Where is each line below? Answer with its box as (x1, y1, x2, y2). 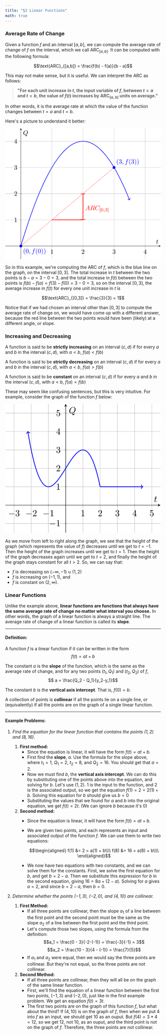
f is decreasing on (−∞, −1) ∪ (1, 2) (12, 569, 82, 575)
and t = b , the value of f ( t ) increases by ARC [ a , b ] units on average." (17, 92, 158, 100)
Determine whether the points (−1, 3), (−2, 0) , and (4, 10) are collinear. (12, 893, 154, 899)
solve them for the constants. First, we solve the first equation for (27, 867, 161, 873)
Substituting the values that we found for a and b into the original (27, 797, 160, 803)
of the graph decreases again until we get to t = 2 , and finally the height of (5, 554, 157, 560)
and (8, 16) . (12, 734, 36, 740)
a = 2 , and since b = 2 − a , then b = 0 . (27, 883, 106, 889)
